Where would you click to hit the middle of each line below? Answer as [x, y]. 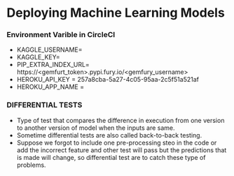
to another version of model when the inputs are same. [96, 128]
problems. [31, 165]
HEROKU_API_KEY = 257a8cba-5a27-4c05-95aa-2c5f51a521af [108, 80]
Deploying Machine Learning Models [116, 13]
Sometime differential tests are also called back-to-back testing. [109, 135]
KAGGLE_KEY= [38, 57]
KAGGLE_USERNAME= [49, 50]
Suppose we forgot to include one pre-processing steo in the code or [117, 142]
